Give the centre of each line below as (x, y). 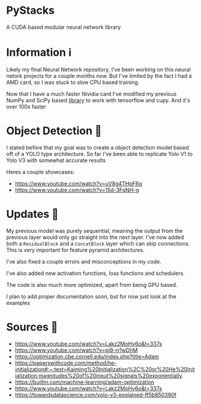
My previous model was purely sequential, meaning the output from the (94, 231)
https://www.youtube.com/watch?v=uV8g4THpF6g (78, 183)
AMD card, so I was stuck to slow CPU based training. (73, 82)
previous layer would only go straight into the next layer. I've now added (95, 237)
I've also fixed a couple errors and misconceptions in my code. (84, 261)
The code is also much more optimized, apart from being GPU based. (92, 285)
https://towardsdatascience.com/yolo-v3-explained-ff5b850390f (96, 394)
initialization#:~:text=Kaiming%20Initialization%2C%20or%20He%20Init (105, 369)
